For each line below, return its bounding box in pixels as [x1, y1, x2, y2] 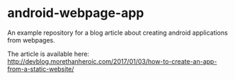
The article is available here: [7, 50, 90, 58]
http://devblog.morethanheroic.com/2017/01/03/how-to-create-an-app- [7, 57, 217, 65]
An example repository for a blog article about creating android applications [7, 28, 228, 37]
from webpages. [7, 35, 55, 44]
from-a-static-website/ [7, 64, 74, 73]
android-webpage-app [7, 5, 144, 21]
